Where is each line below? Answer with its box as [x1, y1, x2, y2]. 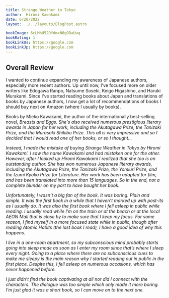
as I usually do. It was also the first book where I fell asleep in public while [6, 203, 160, 209]
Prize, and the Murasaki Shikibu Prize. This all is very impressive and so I [6, 129, 157, 135]
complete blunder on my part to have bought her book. [6, 182, 120, 188]
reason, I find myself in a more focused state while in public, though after [6, 219, 158, 225]
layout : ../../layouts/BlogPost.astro [6, 21, 87, 27]
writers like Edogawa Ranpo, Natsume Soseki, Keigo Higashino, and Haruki [6, 87, 161, 93]
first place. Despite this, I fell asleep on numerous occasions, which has [6, 261, 155, 267]
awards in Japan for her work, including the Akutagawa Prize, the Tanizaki [6, 124, 161, 130]
